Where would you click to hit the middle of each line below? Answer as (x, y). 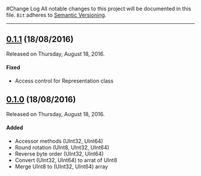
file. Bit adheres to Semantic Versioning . (56, 15)
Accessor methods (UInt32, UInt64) (59, 141)
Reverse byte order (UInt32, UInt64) (59, 154)
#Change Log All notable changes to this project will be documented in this (99, 9)
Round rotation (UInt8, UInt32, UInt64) (62, 148)
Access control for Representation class (64, 81)
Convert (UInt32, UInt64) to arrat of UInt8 (66, 160)
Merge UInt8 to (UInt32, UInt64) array (61, 166)
